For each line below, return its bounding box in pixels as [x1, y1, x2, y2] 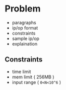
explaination [12, 40, 38, 46]
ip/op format [12, 24, 38, 30]
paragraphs [12, 19, 36, 25]
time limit [12, 68, 31, 74]
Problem [5, 3, 41, 14]
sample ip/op [12, 35, 40, 41]
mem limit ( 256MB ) [12, 73, 54, 80]
